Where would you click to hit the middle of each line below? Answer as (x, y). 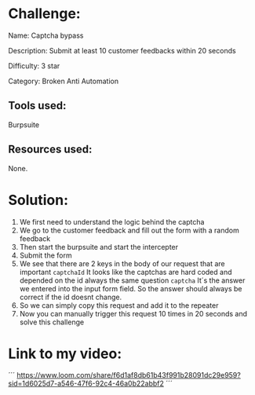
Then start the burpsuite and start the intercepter (99, 247)
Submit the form (46, 255)
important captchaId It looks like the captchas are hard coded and (126, 272)
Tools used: (37, 106)
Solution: (38, 200)
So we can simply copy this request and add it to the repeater (119, 305)
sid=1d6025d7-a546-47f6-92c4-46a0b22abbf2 (86, 384)
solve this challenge (52, 322)
